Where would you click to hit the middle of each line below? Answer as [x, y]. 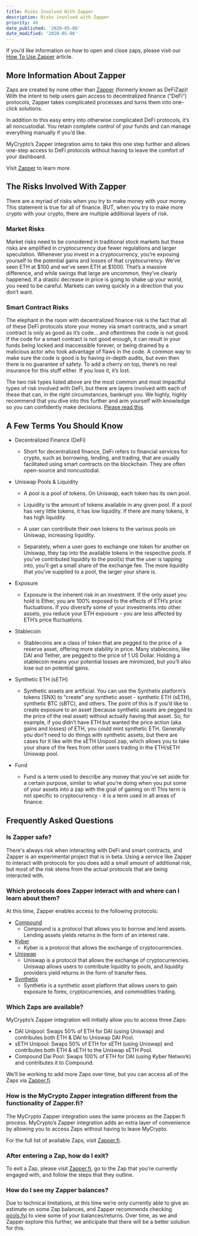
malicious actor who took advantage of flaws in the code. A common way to [99, 352]
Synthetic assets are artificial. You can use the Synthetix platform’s [105, 691]
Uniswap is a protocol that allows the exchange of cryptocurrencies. [107, 960]
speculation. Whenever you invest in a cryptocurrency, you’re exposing [93, 255]
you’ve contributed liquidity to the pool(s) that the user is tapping [103, 559]
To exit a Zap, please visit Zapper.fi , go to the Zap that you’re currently [92, 1169]
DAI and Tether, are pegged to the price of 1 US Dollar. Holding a [102, 655]
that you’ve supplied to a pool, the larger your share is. [90, 572]
